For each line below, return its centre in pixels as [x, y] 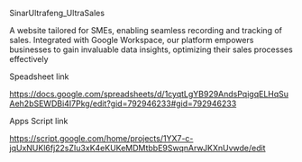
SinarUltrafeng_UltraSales [57, 13]
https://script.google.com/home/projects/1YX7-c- [101, 138]
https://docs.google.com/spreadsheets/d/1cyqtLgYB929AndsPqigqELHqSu [149, 94]
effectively [29, 59]
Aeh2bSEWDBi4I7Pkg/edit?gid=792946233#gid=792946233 [123, 103]
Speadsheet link [39, 76]
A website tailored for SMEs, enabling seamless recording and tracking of [146, 30]
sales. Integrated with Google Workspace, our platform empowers [132, 40]
